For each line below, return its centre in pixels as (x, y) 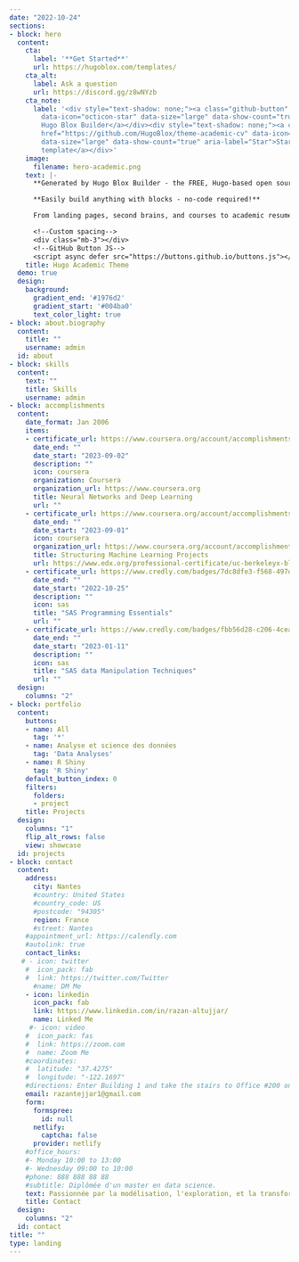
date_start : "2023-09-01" (81, 530)
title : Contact (53, 1202)
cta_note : (44, 100)
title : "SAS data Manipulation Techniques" (115, 671)
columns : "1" (49, 829)
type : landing (36, 1243)
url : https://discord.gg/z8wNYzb (95, 92)
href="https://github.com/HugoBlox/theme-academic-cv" (145, 134)
